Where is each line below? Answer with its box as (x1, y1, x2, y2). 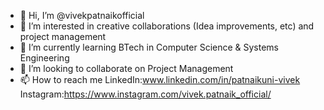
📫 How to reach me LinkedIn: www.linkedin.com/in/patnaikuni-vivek (19, 74, 301, 85)
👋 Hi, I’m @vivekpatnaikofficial (19, 10, 145, 21)
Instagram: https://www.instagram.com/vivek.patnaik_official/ (19, 88, 272, 100)
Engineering (19, 52, 70, 64)
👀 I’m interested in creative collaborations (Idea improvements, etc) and (19, 20, 315, 32)
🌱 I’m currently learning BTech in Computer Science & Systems (19, 41, 280, 53)
